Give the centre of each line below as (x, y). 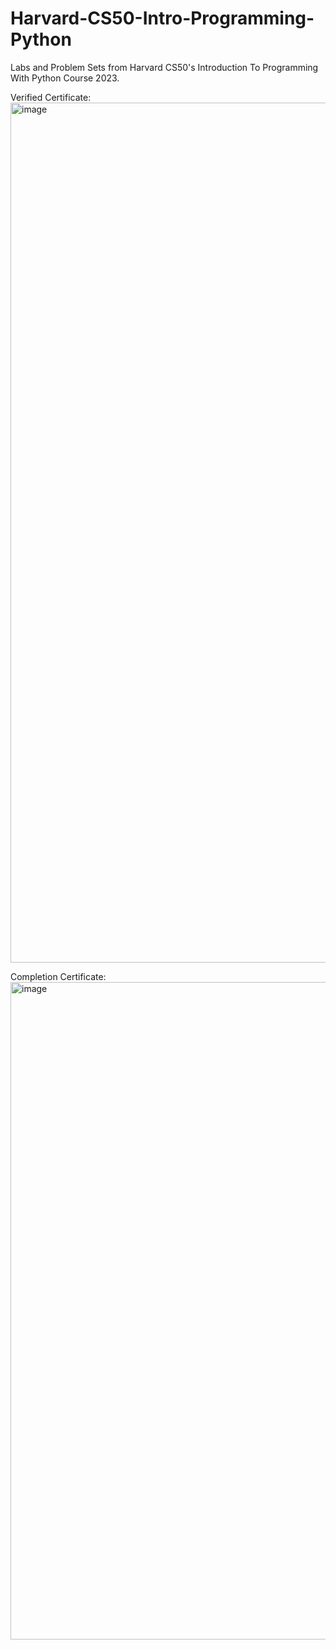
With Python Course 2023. (65, 78)
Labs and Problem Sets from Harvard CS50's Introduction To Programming (164, 67)
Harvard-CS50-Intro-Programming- (162, 18)
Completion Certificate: (58, 976)
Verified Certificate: (51, 97)
